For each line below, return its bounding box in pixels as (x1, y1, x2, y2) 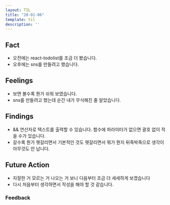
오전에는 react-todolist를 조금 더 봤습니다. (12, 55, 97, 61)
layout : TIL (5, 7, 31, 13)
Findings (5, 112, 34, 121)
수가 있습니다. (18, 132, 46, 139)
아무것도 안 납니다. (12, 145, 50, 151)
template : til (5, 17, 36, 22)
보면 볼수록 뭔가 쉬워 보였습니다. (12, 90, 77, 97)
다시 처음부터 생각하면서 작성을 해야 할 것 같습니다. (12, 181, 114, 187)
